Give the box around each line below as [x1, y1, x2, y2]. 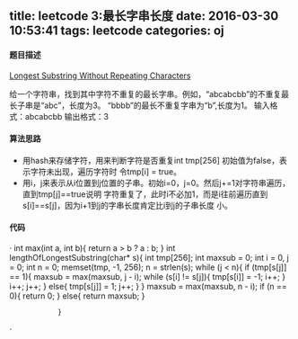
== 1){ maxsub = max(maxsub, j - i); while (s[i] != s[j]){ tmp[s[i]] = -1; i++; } [9, 272, 285, 281]
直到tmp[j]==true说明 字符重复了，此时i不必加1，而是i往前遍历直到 [22, 188, 268, 200]
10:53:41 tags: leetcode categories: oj [9, 23, 224, 39]
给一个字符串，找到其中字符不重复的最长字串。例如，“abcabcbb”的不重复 [9, 88, 282, 99]
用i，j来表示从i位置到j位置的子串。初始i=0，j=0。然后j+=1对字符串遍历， [22, 177, 290, 188]
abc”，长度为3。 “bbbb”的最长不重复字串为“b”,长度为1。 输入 [44, 100, 271, 111]
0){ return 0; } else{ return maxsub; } [9, 290, 145, 301]
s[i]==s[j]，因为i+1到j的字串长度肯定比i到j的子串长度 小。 [22, 200, 233, 210]
